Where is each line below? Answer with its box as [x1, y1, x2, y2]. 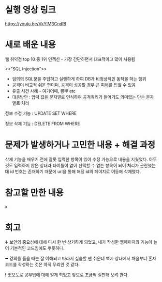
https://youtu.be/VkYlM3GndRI [5, 20, 67, 27]
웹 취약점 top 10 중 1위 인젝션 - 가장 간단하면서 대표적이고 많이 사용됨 [5, 56, 135, 62]
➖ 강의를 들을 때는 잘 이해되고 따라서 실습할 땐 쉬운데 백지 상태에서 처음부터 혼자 [5, 255, 156, 261]
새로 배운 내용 [5, 39, 56, 50]
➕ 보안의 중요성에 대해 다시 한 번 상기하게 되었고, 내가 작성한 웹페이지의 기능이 [5, 239, 152, 245]
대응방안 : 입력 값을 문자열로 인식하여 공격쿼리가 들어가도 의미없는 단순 [12, 94, 145, 100]
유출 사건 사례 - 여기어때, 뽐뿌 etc [12, 88, 76, 94]
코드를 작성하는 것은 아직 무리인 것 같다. [5, 261, 80, 267]
